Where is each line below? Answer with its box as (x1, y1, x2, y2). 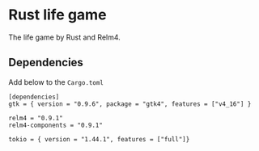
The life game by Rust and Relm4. (8, 32, 121, 42)
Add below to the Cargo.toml (8, 77, 104, 86)
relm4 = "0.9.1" (8, 114, 63, 122)
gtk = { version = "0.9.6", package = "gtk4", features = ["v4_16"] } (8, 99, 252, 108)
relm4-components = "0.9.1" (8, 121, 104, 129)
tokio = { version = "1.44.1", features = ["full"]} (8, 135, 190, 143)
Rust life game (8, 6, 107, 24)
